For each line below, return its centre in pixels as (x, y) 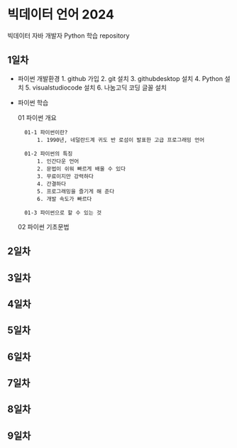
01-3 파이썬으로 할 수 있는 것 (63, 213)
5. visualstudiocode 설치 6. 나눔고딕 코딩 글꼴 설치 (96, 87)
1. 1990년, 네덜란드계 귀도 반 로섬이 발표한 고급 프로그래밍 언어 (120, 140)
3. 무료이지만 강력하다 (65, 176)
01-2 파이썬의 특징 (49, 153)
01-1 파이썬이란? (46, 132)
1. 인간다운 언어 (58, 161)
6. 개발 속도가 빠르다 (64, 199)
